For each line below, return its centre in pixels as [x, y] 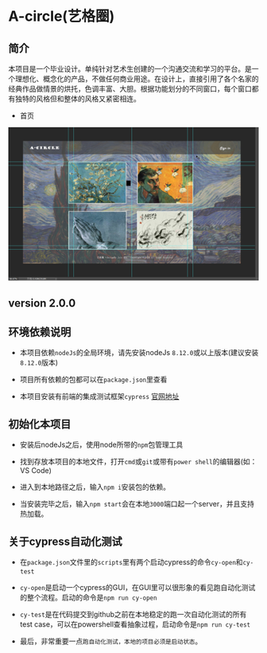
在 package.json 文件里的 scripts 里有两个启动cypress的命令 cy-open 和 [132, 561]
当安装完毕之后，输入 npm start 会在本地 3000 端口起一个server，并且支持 [137, 504]
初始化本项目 [40, 424]
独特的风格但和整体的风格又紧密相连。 [77, 99]
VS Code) [35, 471]
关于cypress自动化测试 [65, 541]
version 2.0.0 [42, 303]
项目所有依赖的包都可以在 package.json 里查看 [93, 380]
